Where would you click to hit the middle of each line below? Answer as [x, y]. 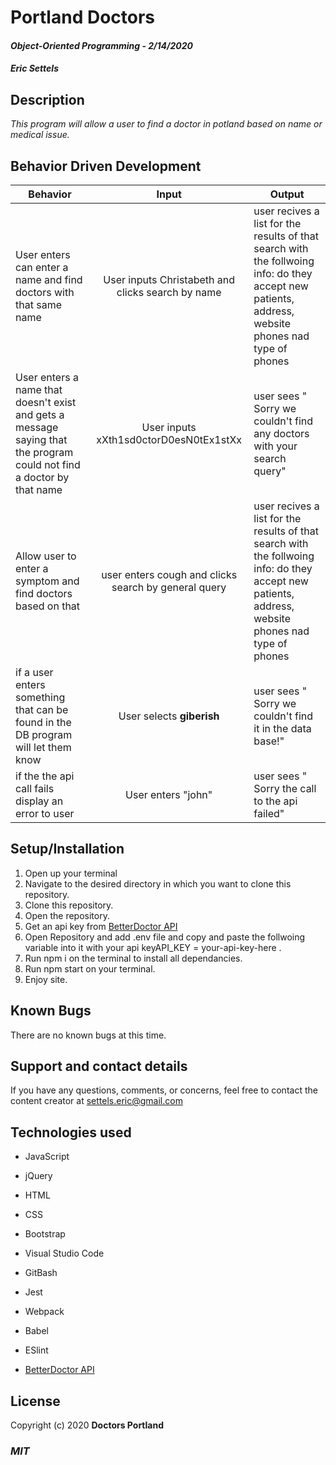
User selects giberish [169, 716]
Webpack [44, 1312]
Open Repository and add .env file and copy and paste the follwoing [165, 937]
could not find [48, 464]
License [35, 1401]
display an [39, 801]
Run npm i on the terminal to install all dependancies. [133, 958]
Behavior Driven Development [106, 166]
